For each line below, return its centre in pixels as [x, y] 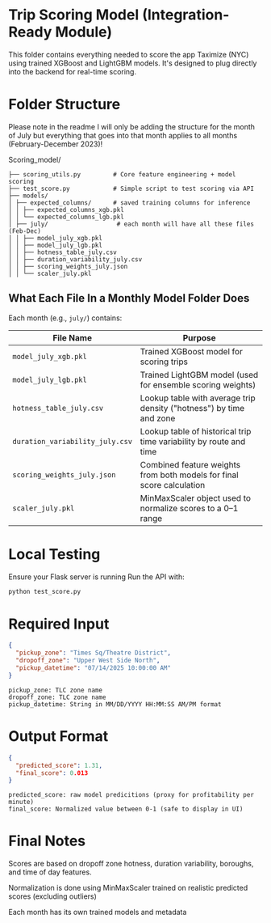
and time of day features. [50, 872]
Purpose [199, 337]
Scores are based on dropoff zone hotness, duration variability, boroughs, [131, 864]
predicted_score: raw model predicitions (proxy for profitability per [131, 795]
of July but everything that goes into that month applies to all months [123, 135]
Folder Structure [65, 105]
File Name [72, 337]
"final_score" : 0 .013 [52, 773]
